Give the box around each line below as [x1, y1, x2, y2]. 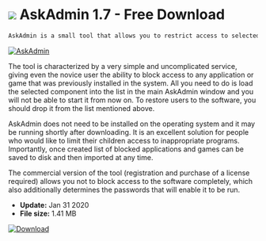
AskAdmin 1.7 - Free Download [19, 6, 226, 24]
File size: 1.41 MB [19, 208, 77, 218]
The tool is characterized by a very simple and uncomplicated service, [8, 61, 237, 71]
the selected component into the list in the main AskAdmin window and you [8, 86, 254, 96]
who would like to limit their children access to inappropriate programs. [8, 136, 240, 145]
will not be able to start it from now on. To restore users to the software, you [8, 95, 256, 105]
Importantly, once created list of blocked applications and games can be [8, 144, 244, 154]
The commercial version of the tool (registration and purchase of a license [8, 168, 250, 178]
